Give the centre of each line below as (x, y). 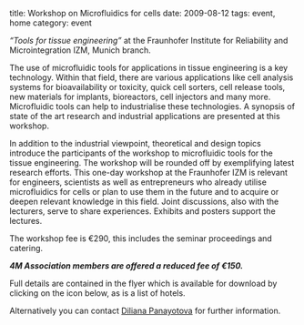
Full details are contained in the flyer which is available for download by (143, 283)
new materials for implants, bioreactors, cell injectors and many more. (140, 96)
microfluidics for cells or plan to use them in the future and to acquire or (144, 192)
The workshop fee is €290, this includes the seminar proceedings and (141, 239)
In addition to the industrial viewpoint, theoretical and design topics (135, 143)
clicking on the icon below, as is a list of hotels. (97, 293)
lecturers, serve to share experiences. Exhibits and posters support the (142, 211)
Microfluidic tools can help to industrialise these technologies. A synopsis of (152, 107)
